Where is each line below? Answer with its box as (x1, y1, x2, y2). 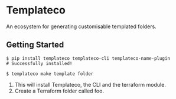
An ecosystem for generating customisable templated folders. (6, 23, 157, 30)
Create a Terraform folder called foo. (14, 87, 105, 94)
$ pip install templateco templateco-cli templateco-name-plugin (6, 55, 170, 62)
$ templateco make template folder (6, 71, 94, 77)
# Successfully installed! (6, 60, 73, 66)
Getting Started (6, 40, 64, 50)
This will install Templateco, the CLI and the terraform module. (14, 81, 167, 88)
